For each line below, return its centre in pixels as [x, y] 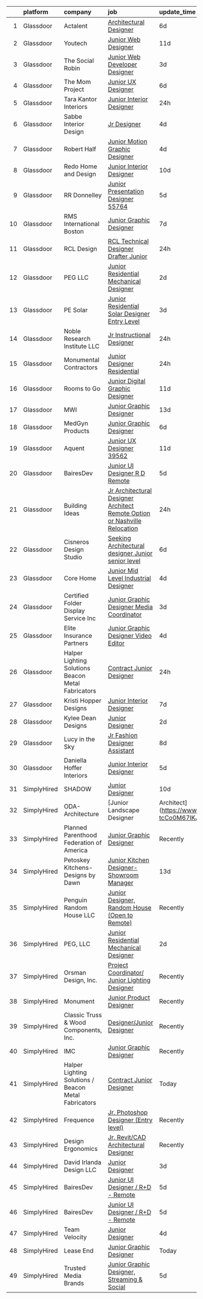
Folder [73, 603]
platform [36, 12]
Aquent [74, 448]
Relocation [123, 528]
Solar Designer [129, 314]
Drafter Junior [128, 256]
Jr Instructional [129, 335]
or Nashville [125, 521]
